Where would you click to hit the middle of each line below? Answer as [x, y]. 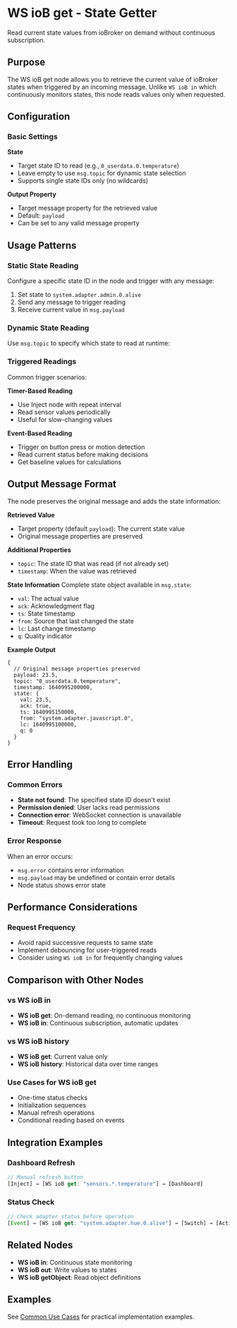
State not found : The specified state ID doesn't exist [94, 800]
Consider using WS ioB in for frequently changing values [100, 958]
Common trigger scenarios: [47, 377]
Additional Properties [39, 550]
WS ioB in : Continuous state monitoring [75, 1262]
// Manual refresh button [45, 1177]
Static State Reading [43, 265]
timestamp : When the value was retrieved [77, 571]
